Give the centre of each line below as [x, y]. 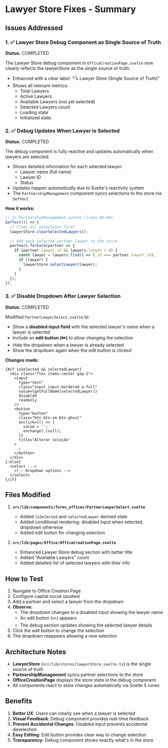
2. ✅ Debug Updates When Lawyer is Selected [62, 130]
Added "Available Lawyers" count [54, 558]
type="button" [33, 413]
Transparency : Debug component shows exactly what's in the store [83, 740]
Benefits [19, 701]
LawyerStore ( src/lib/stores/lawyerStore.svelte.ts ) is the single [82, 664]
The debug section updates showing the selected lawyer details [86, 625]
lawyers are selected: [27, 157]
